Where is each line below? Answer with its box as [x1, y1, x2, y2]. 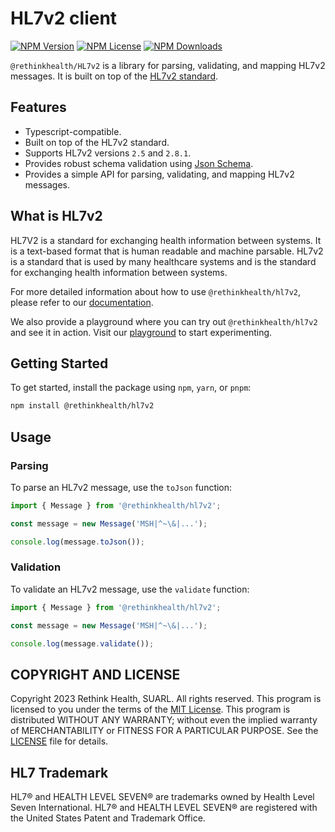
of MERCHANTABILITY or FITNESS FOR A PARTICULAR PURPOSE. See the [10, 725, 319, 737]
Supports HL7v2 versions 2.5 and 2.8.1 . [24, 147, 192, 159]
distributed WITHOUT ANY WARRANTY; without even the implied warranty [10, 714, 318, 726]
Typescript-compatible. [24, 125, 122, 137]
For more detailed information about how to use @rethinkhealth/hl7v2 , [10, 285, 302, 297]
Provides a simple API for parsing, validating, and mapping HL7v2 [24, 168, 295, 180]
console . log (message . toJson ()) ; [10, 537, 145, 547]
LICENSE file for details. [10, 735, 109, 747]
